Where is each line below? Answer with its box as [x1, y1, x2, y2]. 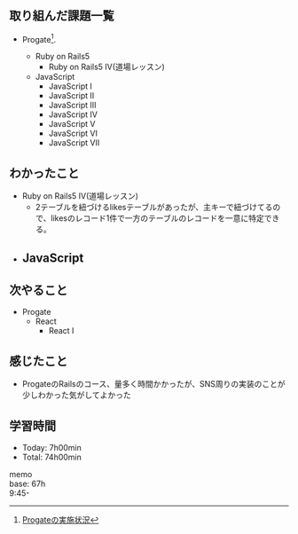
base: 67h [9, 478, 46, 490]
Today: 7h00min [21, 443, 82, 453]
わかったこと [9, 165, 80, 180]
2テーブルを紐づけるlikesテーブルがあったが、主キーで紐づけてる [35, 202, 273, 213]
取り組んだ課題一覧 [9, 8, 114, 24]
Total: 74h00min [21, 452, 82, 463]
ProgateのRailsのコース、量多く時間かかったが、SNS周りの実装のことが [21, 379, 286, 389]
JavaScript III [48, 100, 97, 111]
